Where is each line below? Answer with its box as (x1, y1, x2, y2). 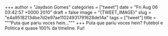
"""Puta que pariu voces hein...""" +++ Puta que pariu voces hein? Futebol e (5, 20, 163, 26)
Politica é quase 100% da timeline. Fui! (5, 25, 85, 31)
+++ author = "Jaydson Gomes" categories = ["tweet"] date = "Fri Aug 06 (5, 4, 158, 10)
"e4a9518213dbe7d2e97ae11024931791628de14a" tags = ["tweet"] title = (5, 15, 156, 20)
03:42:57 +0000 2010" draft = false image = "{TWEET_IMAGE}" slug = (5, 9, 152, 15)
